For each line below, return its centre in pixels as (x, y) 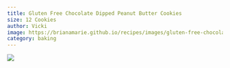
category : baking (32, 39)
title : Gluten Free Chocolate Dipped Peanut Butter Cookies (95, 13)
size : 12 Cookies (32, 20)
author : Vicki (27, 26)
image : (16, 32)
